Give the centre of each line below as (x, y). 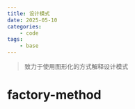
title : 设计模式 (29, 14)
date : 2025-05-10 (32, 20)
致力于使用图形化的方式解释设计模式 (76, 66)
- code (29, 33)
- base (29, 46)
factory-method (54, 95)
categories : (24, 26)
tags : (15, 40)
